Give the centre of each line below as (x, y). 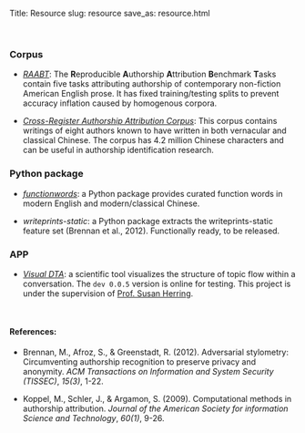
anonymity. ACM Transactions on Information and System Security (148, 372)
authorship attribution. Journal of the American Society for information (155, 408)
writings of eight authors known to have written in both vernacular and (154, 130)
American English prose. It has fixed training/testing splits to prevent (151, 94)
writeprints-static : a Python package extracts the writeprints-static (147, 221)
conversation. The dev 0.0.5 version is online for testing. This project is (157, 284)
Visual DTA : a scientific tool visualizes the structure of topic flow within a (159, 273)
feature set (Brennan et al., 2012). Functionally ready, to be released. (151, 231)
